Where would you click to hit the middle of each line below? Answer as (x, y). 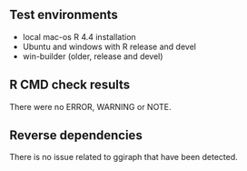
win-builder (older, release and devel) (93, 56)
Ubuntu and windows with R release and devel (109, 46)
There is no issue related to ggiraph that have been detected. (123, 157)
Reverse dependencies (76, 136)
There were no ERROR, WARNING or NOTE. (90, 106)
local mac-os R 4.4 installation (79, 36)
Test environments (64, 15)
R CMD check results (70, 85)
